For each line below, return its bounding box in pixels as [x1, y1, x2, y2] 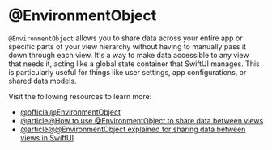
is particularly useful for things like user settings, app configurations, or [8, 67, 247, 77]
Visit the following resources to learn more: [8, 91, 152, 101]
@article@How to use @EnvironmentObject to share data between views [19, 115, 264, 125]
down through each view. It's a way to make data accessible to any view [8, 50, 249, 60]
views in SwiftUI [19, 132, 74, 143]
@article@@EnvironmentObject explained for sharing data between [19, 124, 246, 134]
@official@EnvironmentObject [19, 107, 121, 117]
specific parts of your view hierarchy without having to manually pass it [8, 41, 247, 51]
